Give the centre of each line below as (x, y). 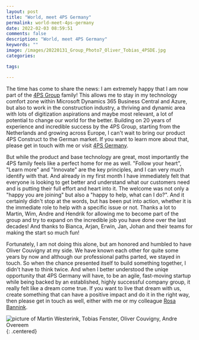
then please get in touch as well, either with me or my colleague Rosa (91, 301)
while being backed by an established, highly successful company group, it (98, 282)
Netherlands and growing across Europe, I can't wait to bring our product (96, 133)
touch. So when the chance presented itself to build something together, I (96, 263)
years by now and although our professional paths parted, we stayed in (93, 256)
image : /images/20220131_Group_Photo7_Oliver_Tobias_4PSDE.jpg (86, 50)
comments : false (26, 34)
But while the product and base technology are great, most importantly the (97, 157)
